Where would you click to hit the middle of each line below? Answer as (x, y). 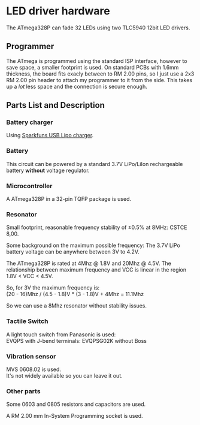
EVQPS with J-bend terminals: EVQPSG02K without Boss (77, 340)
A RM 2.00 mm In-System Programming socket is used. (75, 416)
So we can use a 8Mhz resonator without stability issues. (77, 306)
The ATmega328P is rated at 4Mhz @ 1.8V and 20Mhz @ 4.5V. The (89, 263)
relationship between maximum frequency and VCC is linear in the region (96, 270)
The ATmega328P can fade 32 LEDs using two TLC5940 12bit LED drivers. (98, 28)
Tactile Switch (28, 321)
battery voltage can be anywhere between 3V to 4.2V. (73, 252)
